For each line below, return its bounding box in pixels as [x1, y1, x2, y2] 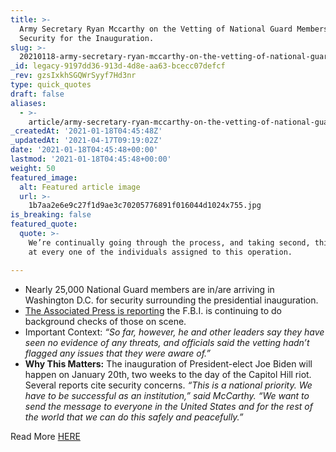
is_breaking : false [10, 210, 92, 220]
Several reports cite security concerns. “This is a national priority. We [24, 379, 313, 391]
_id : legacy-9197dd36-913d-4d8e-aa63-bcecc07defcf [10, 61, 226, 71]
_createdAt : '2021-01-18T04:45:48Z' [10, 126, 163, 136]
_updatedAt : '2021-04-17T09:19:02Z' [10, 136, 163, 146]
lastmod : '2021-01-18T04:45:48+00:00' [10, 154, 172, 164]
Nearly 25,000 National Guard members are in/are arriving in [24, 283, 275, 295]
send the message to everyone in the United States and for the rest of [24, 400, 313, 412]
